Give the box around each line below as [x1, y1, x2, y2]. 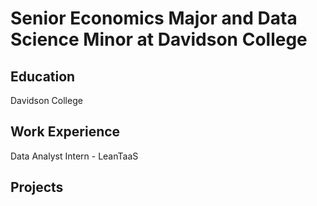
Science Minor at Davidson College [10, 28, 308, 51]
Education [10, 68, 76, 85]
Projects [10, 179, 64, 196]
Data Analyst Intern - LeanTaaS [10, 150, 139, 162]
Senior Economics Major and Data [10, 7, 298, 30]
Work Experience [10, 123, 121, 141]
